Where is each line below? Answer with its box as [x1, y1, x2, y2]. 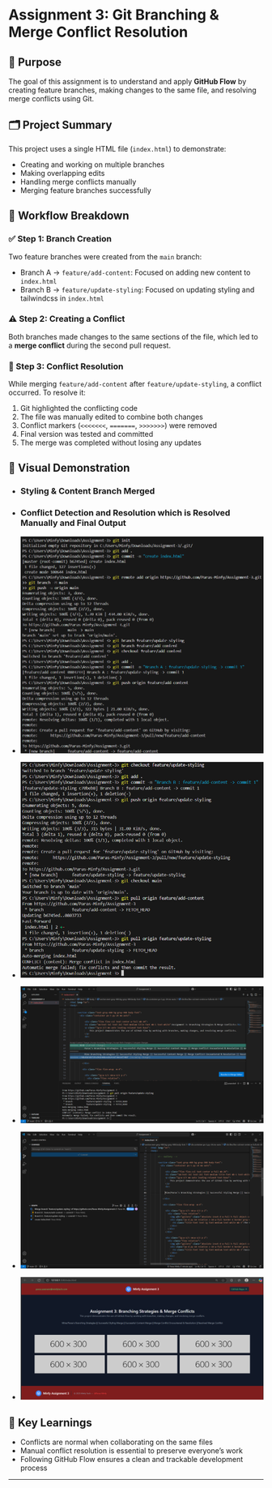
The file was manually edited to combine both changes [19, 412, 204, 422]
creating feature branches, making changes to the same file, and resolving [8, 85, 257, 95]
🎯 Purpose [8, 55, 62, 69]
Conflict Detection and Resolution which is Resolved [19, 507, 231, 519]
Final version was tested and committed [19, 430, 154, 439]
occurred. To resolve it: [8, 387, 87, 398]
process [19, 1463, 48, 1473]
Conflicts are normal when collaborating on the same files [19, 1437, 213, 1447]
